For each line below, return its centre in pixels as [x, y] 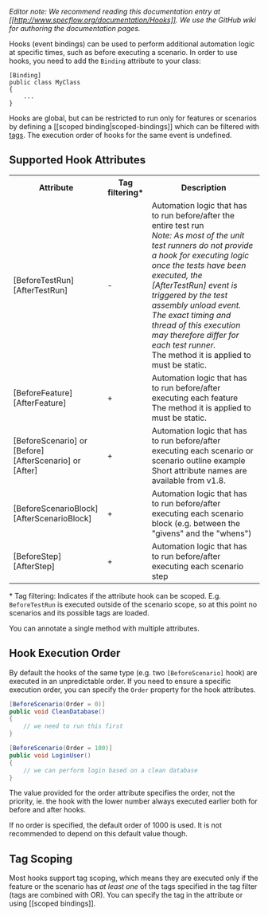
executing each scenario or [202, 450]
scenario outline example [198, 460]
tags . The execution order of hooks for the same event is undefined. [121, 135]
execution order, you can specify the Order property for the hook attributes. [132, 690]
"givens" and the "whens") [202, 533]
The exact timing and [191, 315]
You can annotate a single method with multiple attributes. [104, 628]
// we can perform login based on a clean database [111, 770]
